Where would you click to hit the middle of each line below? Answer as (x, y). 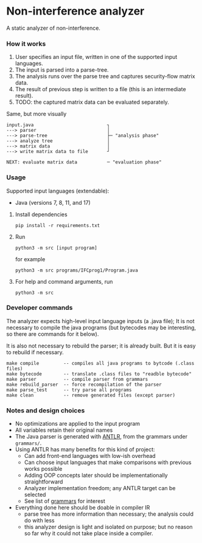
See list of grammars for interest (64, 501)
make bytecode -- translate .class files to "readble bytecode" (99, 374)
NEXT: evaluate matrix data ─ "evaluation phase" (84, 162)
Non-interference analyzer (75, 11)
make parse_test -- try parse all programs (69, 390)
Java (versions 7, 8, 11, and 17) (53, 202)
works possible (43, 469)
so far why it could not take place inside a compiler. (89, 533)
